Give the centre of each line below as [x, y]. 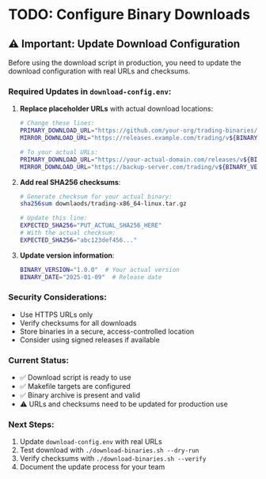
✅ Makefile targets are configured [75, 387]
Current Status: [39, 360]
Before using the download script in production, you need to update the [125, 62]
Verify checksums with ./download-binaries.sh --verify [113, 458]
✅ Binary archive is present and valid [80, 395]
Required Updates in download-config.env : [90, 91]
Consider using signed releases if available [89, 339]
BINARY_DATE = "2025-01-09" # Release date [91, 277]
